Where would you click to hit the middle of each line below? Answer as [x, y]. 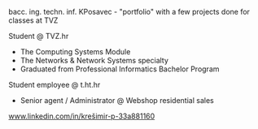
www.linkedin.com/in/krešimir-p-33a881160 [82, 116]
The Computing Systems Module [75, 52]
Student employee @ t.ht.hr [55, 85]
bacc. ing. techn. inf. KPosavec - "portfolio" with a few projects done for [129, 12]
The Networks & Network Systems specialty [94, 60]
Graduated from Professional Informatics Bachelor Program [120, 69]
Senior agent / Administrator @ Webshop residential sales [117, 100]
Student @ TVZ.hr [39, 36]
